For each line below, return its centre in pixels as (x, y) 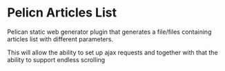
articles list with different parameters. (60, 39)
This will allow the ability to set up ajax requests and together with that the (113, 52)
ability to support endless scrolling (56, 59)
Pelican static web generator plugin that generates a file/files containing (109, 32)
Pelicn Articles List (62, 13)
